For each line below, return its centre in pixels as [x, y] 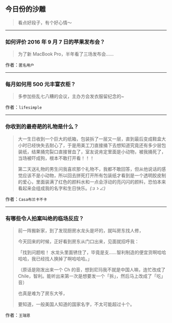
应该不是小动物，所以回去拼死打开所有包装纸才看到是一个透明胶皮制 [94, 175]
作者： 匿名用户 [20, 65]
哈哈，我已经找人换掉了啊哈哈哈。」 [55, 259]
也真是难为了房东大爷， [42, 293]
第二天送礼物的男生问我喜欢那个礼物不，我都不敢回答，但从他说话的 [90, 169]
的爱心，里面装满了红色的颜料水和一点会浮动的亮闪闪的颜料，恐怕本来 [92, 181]
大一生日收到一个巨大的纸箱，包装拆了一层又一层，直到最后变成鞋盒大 [92, 139]
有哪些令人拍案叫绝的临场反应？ [45, 218]
